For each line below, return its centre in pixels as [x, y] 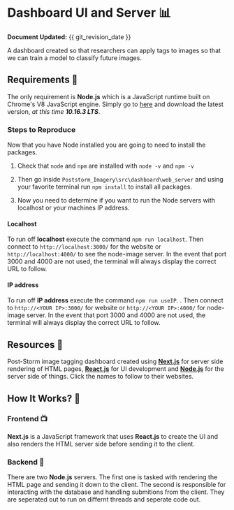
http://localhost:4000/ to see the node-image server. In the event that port [117, 254]
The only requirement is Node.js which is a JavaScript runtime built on [109, 96]
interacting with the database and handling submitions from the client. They [116, 492]
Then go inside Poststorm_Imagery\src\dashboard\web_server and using [120, 180]
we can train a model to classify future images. [74, 58]
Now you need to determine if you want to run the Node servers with [116, 201]
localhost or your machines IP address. [73, 208]
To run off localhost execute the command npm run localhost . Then [105, 239]
